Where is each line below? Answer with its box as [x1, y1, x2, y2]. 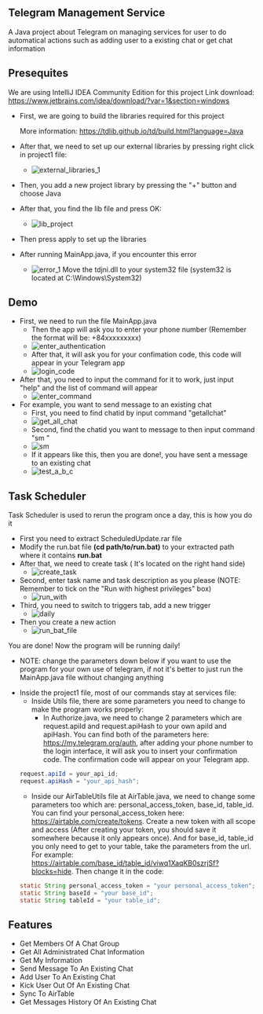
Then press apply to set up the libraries [19, 234, 147, 243]
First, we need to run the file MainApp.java [19, 317, 157, 326]
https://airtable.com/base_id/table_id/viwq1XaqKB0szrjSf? [31, 858, 220, 867]
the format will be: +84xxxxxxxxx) [31, 333, 141, 342]
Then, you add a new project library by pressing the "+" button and [19, 180, 237, 189]
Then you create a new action [19, 617, 116, 627]
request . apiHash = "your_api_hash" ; [19, 778, 140, 785]
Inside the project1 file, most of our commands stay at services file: [19, 688, 237, 697]
